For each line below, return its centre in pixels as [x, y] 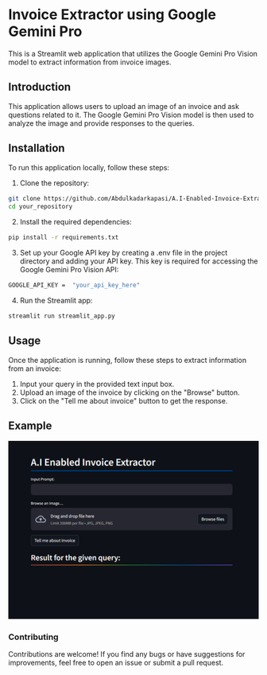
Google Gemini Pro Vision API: [69, 270]
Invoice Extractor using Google [112, 15]
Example [30, 426]
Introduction [40, 87]
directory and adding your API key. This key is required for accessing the [139, 261]
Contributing [33, 637]
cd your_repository [41, 207]
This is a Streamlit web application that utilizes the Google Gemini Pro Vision [133, 53]
